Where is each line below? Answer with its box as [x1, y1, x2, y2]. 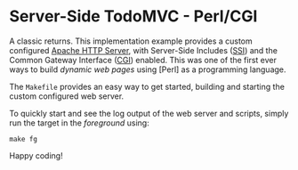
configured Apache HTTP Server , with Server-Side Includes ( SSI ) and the [9, 45, 278, 55]
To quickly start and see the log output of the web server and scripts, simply [9, 108, 289, 118]
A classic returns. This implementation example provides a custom [9, 36, 254, 46]
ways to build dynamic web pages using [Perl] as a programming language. [9, 64, 286, 75]
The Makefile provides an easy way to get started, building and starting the [9, 81, 285, 92]
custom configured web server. [9, 91, 125, 101]
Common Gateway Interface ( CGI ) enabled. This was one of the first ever [9, 54, 278, 65]
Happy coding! [9, 150, 64, 161]
